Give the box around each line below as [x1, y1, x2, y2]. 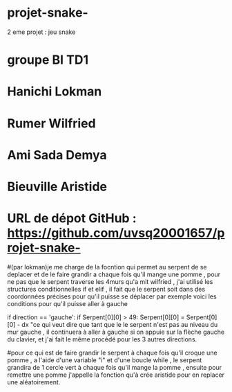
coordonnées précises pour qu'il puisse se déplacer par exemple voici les [7, 292, 217, 301]
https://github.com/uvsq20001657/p [7, 225, 225, 241]
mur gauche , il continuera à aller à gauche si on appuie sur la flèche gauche [7, 328, 225, 336]
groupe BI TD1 [7, 52, 88, 68]
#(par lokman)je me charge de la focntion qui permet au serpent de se [7, 262, 207, 271]
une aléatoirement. [7, 377, 61, 386]
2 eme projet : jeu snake [7, 28, 76, 36]
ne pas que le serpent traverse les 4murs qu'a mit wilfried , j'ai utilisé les [7, 277, 213, 285]
